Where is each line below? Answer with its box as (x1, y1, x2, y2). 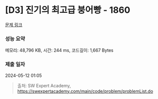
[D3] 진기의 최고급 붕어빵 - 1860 (5, 4, 130, 16)
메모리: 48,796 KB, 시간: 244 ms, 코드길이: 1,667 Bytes (5, 47, 114, 53)
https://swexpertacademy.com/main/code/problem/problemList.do (17, 88, 154, 94)
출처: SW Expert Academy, (17, 82, 71, 89)
